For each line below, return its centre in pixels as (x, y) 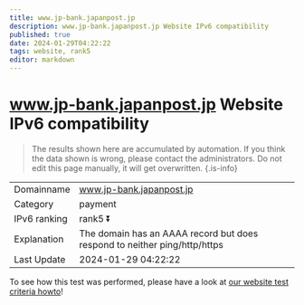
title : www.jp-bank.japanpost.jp (72, 18)
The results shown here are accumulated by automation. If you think (158, 148)
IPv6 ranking (41, 218)
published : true (40, 34)
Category (34, 204)
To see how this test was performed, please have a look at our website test (149, 281)
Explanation (39, 239)
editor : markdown (42, 60)
